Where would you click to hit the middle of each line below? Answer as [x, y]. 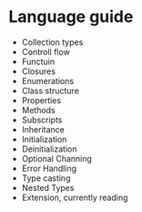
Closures [39, 71]
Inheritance [43, 129]
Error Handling [49, 168]
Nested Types [48, 187]
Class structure [50, 90]
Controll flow [46, 51]
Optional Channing [57, 158]
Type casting [46, 178]
